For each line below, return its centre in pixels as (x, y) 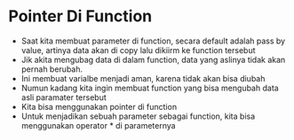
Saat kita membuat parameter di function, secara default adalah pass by (153, 41)
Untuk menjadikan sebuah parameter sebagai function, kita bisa (138, 116)
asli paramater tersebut (64, 97)
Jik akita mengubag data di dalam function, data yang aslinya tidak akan (153, 59)
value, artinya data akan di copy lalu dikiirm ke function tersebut (138, 50)
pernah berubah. (52, 69)
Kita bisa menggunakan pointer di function (99, 106)
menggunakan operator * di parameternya (98, 125)
